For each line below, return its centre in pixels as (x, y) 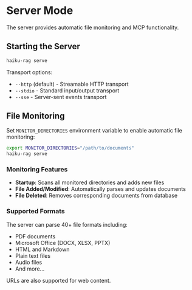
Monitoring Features (37, 170)
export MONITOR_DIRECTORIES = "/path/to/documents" (70, 148)
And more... (30, 269)
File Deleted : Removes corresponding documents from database (96, 196)
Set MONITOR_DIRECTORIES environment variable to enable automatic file (94, 131)
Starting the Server (43, 47)
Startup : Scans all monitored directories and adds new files (90, 182)
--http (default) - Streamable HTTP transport (72, 84)
